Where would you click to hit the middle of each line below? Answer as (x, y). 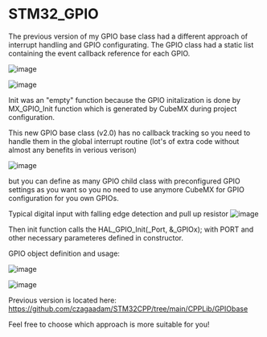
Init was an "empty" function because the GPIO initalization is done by (125, 100)
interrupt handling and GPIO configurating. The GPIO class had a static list (131, 44)
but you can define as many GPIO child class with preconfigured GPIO (125, 181)
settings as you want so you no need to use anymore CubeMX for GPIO (127, 189)
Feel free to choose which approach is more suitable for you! (109, 324)
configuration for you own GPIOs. (64, 198)
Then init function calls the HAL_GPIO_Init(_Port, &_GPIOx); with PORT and (131, 229)
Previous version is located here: (62, 300)
